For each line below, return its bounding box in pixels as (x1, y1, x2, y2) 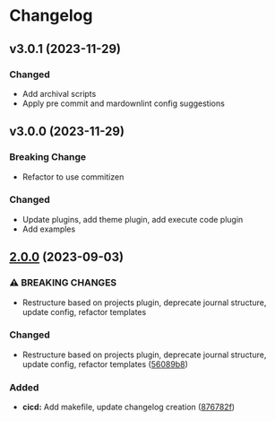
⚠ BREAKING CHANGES (9, 276, 117, 289)
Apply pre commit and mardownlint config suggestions (21, 98, 226, 109)
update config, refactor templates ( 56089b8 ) (21, 358, 188, 369)
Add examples (21, 224, 76, 234)
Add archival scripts (21, 88, 97, 99)
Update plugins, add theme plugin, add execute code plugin (21, 214, 244, 224)
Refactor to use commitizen (21, 171, 125, 182)
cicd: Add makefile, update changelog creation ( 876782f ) (21, 401, 236, 413)
